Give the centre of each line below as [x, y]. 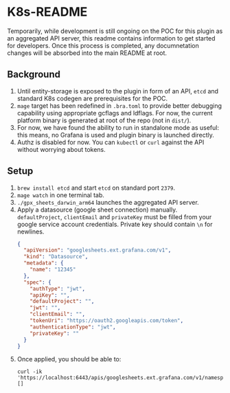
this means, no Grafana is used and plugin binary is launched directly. [115, 135]
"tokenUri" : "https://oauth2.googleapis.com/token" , [107, 321]
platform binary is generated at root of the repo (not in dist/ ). [104, 120]
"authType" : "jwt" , [58, 289]
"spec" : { [37, 282]
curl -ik [30, 372]
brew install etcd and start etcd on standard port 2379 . [96, 188]
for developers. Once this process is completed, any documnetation [103, 45]
